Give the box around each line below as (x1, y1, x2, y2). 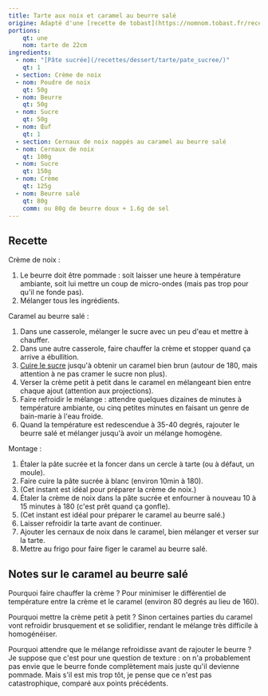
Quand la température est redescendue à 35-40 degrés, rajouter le (19, 420, 240, 430)
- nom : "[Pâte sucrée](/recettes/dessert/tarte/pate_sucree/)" (15, 57, 230, 65)
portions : (8, 26, 41, 34)
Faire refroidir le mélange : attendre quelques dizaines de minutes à (19, 395, 242, 404)
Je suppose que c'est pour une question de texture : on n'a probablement (8, 653, 251, 663)
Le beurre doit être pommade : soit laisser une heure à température (19, 270, 241, 280)
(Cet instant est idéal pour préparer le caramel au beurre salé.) (19, 510, 226, 520)
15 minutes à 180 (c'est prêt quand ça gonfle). (19, 501, 171, 511)
